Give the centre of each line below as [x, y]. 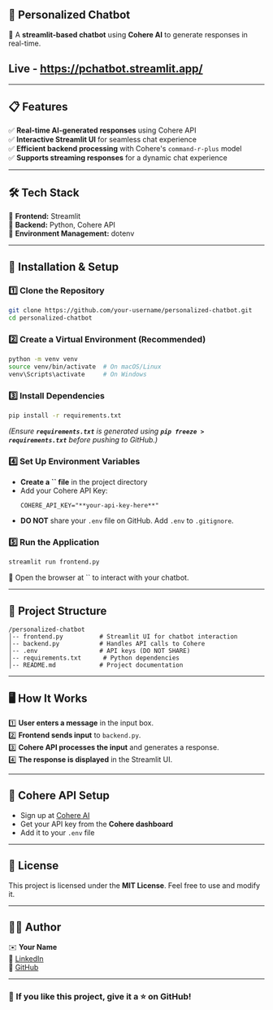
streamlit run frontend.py [54, 562]
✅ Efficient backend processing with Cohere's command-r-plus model [125, 149]
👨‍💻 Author [35, 927]
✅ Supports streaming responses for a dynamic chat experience [118, 158]
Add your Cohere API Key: [64, 491]
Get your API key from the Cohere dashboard [96, 824]
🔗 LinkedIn [26, 959]
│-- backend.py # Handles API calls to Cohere [107, 644]
